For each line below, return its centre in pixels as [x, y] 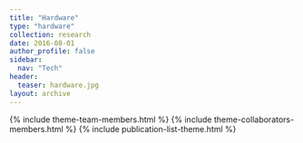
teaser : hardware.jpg [59, 85]
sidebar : [26, 60]
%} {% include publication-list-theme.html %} [151, 129]
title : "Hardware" [44, 18]
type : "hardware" [42, 26]
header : [24, 77]
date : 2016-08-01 [42, 43]
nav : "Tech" [40, 69]
